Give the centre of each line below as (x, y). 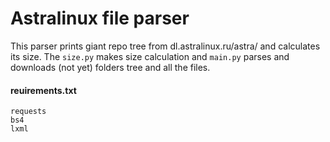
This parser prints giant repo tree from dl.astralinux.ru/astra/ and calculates (165, 46)
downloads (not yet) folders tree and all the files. (110, 67)
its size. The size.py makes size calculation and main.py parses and (150, 56)
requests (28, 112)
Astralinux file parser (100, 18)
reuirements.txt (43, 90)
